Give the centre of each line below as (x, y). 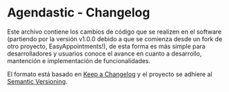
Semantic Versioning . (37, 81)
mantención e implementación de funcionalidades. (79, 60)
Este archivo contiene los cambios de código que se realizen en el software (114, 32)
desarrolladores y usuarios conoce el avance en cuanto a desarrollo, (104, 54)
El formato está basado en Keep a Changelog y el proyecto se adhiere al (110, 74)
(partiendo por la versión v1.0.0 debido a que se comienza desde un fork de (115, 38)
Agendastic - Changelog (79, 13)
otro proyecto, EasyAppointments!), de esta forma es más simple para (106, 46)
